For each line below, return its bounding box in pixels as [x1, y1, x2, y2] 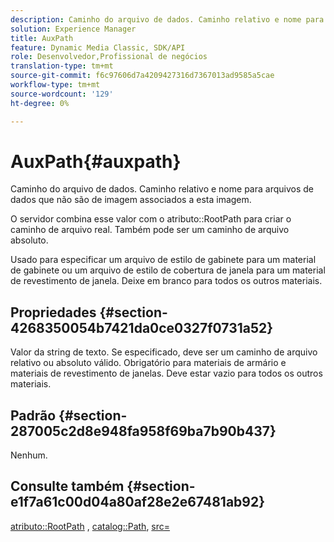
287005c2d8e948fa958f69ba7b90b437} [10, 422, 277, 440]
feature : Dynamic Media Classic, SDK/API [10, 42, 186, 53]
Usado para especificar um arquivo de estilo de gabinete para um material [10, 254, 317, 266]
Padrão [10, 407, 57, 424]
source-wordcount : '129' [10, 89, 114, 99]
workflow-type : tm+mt [10, 80, 101, 90]
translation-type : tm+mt [10, 61, 114, 71]
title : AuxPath [10, 33, 74, 43]
